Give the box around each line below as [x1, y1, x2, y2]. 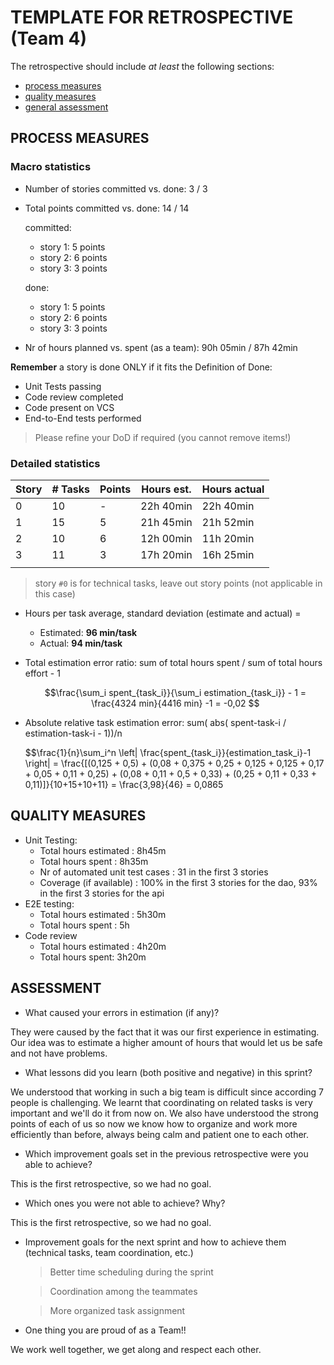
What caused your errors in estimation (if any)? [24, 1006, 220, 1018]
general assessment [24, 101, 109, 113]
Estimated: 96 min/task [39, 626, 138, 638]
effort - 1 [24, 667, 61, 679]
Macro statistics [10, 160, 92, 174]
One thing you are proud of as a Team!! [24, 1324, 187, 1336]
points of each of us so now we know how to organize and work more [10, 1117, 298, 1130]
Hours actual [201, 482, 265, 496]
